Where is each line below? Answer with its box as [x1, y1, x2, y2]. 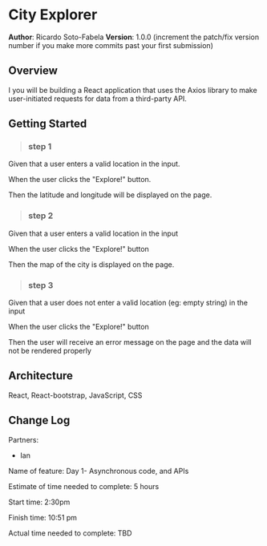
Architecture [8, 369, 74, 382]
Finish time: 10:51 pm [8, 512, 78, 522]
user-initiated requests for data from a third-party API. [8, 94, 187, 103]
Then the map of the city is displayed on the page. [8, 259, 175, 269]
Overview [8, 64, 59, 78]
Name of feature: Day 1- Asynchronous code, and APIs [8, 466, 189, 475]
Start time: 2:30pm [8, 497, 71, 507]
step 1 [27, 141, 52, 152]
